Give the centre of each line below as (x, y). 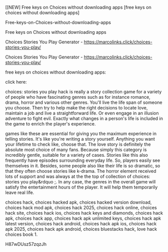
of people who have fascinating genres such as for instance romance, (78, 97)
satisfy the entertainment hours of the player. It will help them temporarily (81, 187)
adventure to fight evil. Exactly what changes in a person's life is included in (84, 118)
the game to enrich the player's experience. (50, 124)
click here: (16, 82)
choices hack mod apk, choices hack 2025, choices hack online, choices (81, 208)
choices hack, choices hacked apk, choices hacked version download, (79, 202)
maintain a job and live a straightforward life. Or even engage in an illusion (82, 113)
